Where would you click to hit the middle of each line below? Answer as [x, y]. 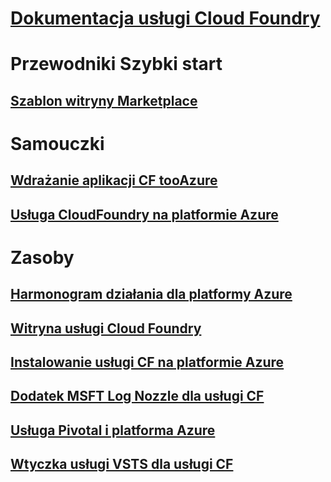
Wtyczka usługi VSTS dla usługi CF [122, 464]
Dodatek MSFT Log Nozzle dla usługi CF [137, 396]
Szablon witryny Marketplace [104, 100]
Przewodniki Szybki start [116, 64]
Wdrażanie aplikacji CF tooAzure [114, 180]
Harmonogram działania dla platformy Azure [151, 294]
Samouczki [57, 143]
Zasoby [42, 257]
